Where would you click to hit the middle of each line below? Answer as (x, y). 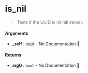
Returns (13, 55)
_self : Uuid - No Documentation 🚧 (46, 44)
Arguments (17, 33)
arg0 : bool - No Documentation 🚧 (46, 65)
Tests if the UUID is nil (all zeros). (50, 22)
